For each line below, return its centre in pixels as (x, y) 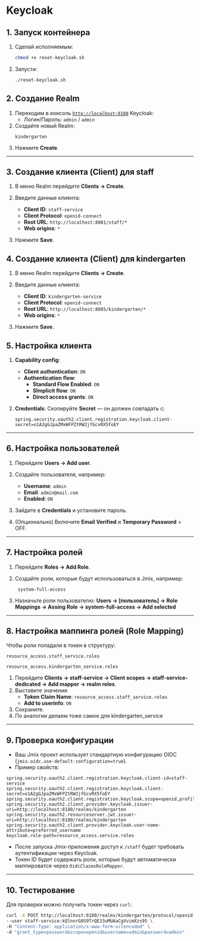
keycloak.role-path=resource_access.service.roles (70, 836)
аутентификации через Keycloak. (57, 853)
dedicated (28, 684)
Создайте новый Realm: (45, 125)
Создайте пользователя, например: (60, 474)
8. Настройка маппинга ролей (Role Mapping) (95, 631)
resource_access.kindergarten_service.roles (62, 667)
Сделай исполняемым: (44, 47)
